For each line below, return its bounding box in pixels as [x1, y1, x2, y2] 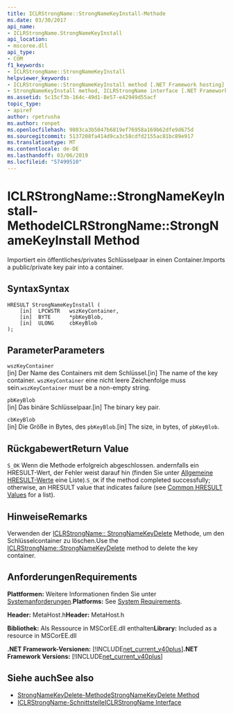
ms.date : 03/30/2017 [7, 17, 67, 24]
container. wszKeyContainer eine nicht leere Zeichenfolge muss [7, 376, 186, 385]
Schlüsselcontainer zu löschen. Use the [7, 536, 119, 544]
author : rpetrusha [7, 113, 60, 120]
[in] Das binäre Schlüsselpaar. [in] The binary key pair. [7, 403, 161, 411]
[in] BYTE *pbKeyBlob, [19, 313, 104, 320]
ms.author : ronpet [7, 119, 60, 127]
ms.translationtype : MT [7, 139, 76, 146]
